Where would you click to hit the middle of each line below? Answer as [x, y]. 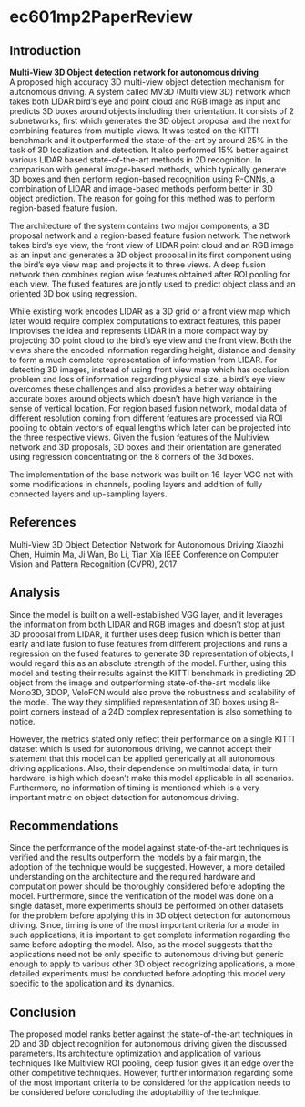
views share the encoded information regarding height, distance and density [152, 350]
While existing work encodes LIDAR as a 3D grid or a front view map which [150, 311]
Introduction [46, 51]
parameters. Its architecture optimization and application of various [136, 1054]
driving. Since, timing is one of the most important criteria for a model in [144, 925]
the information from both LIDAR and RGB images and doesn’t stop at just [147, 624]
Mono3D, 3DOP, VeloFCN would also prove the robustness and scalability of [152, 692]
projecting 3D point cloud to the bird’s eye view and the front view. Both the [151, 340]
